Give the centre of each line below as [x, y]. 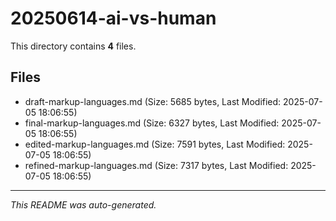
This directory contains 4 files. [73, 46]
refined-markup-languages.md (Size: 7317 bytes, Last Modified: [156, 165]
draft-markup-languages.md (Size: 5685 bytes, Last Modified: [153, 101]
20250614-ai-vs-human [113, 18]
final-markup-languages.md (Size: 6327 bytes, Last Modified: [152, 123]
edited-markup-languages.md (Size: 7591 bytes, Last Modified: [155, 144]
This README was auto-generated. [83, 204]
